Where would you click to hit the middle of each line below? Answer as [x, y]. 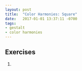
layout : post [18, 10]
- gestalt [15, 28]
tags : [10, 23]
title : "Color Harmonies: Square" [41, 14]
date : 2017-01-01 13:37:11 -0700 [41, 19]
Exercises [20, 52]
